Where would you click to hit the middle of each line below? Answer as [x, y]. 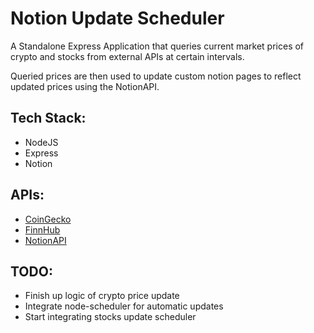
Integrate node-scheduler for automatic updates [124, 306]
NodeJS [41, 142]
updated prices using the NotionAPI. [85, 86]
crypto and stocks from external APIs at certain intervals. [127, 56]
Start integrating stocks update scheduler [110, 317]
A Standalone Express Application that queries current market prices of [157, 46]
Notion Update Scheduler [117, 18]
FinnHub [42, 229]
